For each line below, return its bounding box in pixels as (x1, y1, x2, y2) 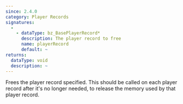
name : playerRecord (21, 41, 69, 47)
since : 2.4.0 (5, 8, 38, 15)
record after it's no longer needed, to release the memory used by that (5, 85, 176, 92)
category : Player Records (5, 14, 69, 20)
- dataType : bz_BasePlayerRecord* (16, 30, 100, 36)
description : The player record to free (21, 36, 121, 41)
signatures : (5, 19, 35, 25)
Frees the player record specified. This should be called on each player (5, 79, 178, 86)
